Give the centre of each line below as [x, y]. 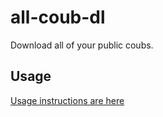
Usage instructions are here [67, 100]
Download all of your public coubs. [82, 45]
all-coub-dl [58, 17]
